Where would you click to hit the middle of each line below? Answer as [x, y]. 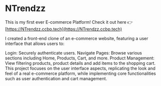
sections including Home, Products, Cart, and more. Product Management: [80, 58]
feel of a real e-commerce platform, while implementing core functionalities [80, 73]
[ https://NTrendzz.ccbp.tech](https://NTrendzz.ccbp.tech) [64, 29]
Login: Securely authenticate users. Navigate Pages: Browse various [73, 53]
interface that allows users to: [35, 43]
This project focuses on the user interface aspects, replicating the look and [80, 68]
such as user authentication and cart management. [56, 78]
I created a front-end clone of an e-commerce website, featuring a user [77, 38]
